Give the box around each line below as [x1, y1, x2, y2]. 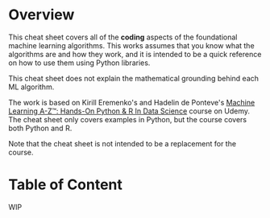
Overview [8, 6, 75, 24]
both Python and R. [8, 123, 73, 133]
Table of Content [8, 175, 123, 194]
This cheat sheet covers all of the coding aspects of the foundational [8, 32, 238, 42]
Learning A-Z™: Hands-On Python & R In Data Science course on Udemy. [8, 106, 251, 116]
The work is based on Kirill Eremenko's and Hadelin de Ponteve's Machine [8, 97, 255, 107]
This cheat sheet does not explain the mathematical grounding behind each [8, 73, 260, 83]
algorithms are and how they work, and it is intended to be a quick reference [8, 49, 262, 59]
